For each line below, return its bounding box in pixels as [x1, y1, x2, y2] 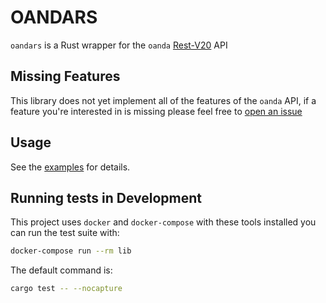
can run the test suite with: [10, 227, 120, 239]
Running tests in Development [10, 189, 203, 206]
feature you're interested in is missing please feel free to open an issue [10, 105, 303, 117]
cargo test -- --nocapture [10, 284, 123, 294]
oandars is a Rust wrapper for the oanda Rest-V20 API [10, 39, 228, 51]
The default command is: [10, 264, 113, 276]
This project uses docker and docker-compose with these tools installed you [10, 216, 317, 228]
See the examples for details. [10, 161, 131, 173]
